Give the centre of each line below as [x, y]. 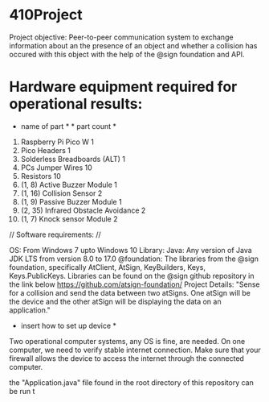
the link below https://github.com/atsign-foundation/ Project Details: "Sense [134, 284]
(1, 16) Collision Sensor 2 [61, 193]
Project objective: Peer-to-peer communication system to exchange [121, 37]
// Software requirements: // [55, 234]
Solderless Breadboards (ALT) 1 [73, 159]
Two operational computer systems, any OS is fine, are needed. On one [127, 341]
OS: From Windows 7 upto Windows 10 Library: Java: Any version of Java [130, 250]
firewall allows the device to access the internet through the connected [126, 358]
